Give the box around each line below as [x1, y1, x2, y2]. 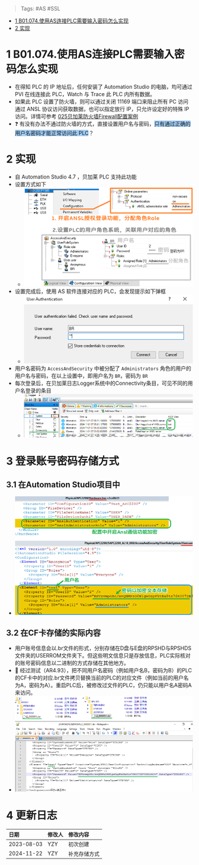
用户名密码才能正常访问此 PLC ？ [14, 129, 94, 136]
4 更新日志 [6, 809, 57, 822]
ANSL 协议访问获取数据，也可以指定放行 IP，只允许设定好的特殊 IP [26, 105, 190, 112]
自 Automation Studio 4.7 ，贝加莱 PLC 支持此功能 [14, 173, 137, 180]
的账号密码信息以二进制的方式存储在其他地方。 [14, 659, 129, 666]
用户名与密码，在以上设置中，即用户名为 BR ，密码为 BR [14, 372, 148, 379]
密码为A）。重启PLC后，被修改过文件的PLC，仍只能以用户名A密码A [28, 682, 192, 689]
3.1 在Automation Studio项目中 [6, 480, 120, 490]
